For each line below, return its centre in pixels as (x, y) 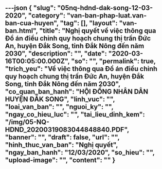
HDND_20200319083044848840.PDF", (67, 130)
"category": (47, 16)
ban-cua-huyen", (32, 23)
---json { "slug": (30, 8)
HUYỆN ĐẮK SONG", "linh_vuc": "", (60, 99)
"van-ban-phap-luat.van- (107, 16)
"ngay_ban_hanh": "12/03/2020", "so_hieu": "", (80, 153)
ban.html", (21, 31)
